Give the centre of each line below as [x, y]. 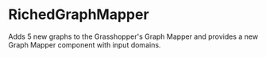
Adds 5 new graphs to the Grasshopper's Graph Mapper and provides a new [133, 36]
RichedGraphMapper [79, 15]
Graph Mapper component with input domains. [85, 44]
